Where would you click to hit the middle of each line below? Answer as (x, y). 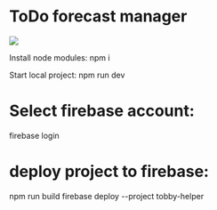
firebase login (34, 135)
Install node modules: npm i (60, 57)
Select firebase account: (102, 111)
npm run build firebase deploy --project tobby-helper (107, 196)
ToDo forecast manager (98, 16)
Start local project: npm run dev (67, 75)
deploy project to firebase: (109, 172)
